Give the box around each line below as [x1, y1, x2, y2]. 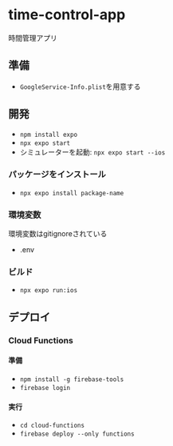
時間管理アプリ [8, 33, 57, 42]
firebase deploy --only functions [19, 430, 135, 438]
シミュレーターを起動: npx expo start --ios [19, 147, 166, 157]
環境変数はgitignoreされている [8, 229, 108, 239]
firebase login [19, 384, 71, 392]
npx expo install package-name [19, 189, 124, 197]
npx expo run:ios [19, 287, 78, 295]
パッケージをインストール [8, 169, 106, 180]
